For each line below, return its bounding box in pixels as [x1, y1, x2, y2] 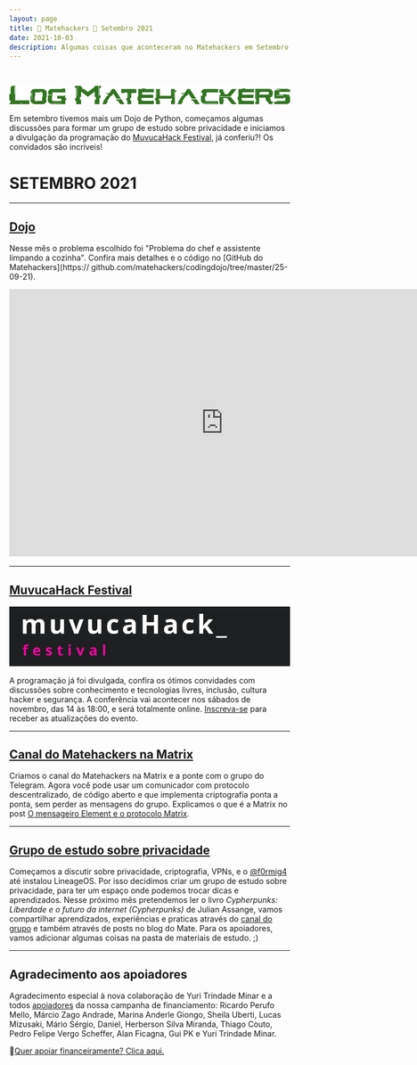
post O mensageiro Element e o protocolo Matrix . [9, 808, 190, 819]
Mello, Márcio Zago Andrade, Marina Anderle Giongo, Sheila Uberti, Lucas [9, 1009, 282, 1020]
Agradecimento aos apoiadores [9, 967, 188, 982]
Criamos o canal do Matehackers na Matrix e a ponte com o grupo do [9, 771, 265, 782]
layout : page [9, 14, 58, 23]
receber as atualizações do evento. [9, 713, 139, 724]
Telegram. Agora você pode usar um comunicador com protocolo [9, 780, 249, 791]
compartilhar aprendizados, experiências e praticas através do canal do [9, 913, 274, 924]
